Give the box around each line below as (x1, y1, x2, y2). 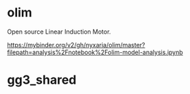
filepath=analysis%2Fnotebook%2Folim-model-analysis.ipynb (7, 48, 183, 56)
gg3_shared (7, 72, 77, 88)
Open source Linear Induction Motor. (7, 27, 111, 36)
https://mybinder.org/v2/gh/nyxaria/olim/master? (7, 40, 145, 49)
